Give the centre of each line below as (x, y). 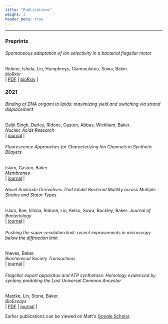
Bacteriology (18, 216)
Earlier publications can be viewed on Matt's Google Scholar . (68, 316)
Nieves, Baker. (20, 253)
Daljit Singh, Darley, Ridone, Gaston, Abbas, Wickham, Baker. (68, 125)
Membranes (17, 173)
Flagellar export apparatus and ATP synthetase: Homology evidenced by (80, 275)
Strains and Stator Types (31, 195)
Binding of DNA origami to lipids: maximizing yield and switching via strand (83, 104)
